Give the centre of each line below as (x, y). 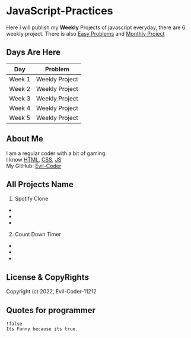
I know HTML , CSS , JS (34, 159)
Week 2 (20, 89)
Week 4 (20, 108)
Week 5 (20, 118)
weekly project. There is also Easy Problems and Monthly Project (85, 33)
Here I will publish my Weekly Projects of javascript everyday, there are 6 (96, 27)
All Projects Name (40, 184)
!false (14, 324)
